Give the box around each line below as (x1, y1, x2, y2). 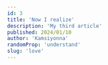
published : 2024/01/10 (7, 28, 72, 36)
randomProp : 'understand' (7, 41, 81, 48)
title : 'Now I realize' (7, 16, 75, 23)
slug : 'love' (7, 48, 44, 55)
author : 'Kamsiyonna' (7, 35, 69, 42)
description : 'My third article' (7, 22, 103, 29)
